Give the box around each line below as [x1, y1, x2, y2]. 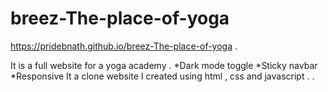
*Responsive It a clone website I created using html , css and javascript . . [10, 70, 315, 82]
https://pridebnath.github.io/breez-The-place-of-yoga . [10, 40, 238, 52]
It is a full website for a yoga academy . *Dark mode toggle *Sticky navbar [10, 59, 318, 71]
